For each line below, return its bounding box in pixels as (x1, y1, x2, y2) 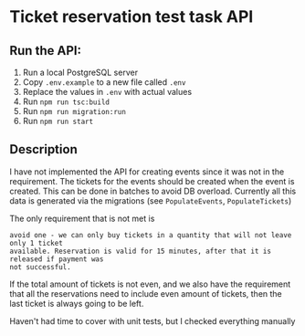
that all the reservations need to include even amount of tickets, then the (9, 288, 283, 299)
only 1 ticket (9, 238, 64, 247)
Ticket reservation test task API (9, 6, 254, 27)
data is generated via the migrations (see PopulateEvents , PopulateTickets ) (9, 194, 292, 206)
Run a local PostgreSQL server (22, 67, 139, 78)
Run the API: (9, 43, 82, 58)
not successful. (9, 262, 71, 271)
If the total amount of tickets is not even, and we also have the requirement (9, 278, 291, 289)
